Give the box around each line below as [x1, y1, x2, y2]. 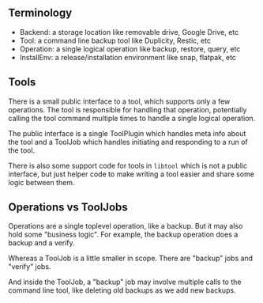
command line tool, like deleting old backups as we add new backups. [8, 286, 236, 295]
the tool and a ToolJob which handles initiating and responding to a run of [8, 137, 248, 146]
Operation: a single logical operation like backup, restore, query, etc [19, 44, 241, 54]
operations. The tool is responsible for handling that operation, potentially [8, 104, 247, 114]
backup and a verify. [8, 238, 75, 248]
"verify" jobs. [8, 262, 51, 271]
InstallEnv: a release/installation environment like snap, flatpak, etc [19, 52, 237, 62]
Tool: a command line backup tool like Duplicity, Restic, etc [19, 36, 212, 45]
